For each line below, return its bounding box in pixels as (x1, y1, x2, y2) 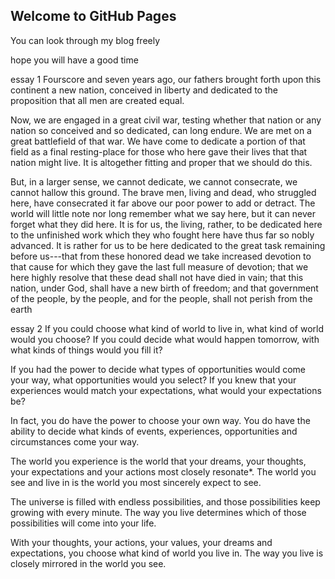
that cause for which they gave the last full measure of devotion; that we (10, 260, 309, 273)
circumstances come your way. (10, 435, 140, 448)
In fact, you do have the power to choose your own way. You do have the (10, 414, 311, 426)
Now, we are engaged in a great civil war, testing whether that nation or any (10, 114, 322, 126)
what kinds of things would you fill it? (10, 344, 163, 356)
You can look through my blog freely (10, 34, 161, 46)
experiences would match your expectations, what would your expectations (10, 384, 322, 396)
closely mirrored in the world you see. (10, 557, 167, 569)
